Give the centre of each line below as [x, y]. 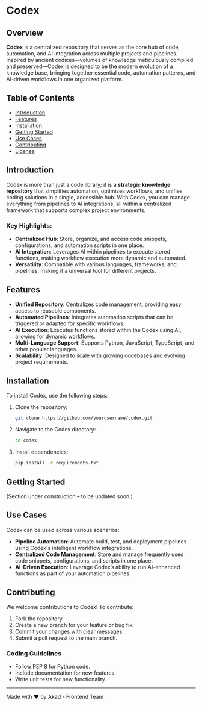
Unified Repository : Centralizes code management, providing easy [98, 304]
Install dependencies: [41, 452]
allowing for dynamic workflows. [55, 336]
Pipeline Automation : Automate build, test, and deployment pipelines [101, 541]
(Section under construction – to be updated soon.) [70, 496]
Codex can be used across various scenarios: [63, 529]
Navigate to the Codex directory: [55, 430]
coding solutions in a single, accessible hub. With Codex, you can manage [98, 197]
